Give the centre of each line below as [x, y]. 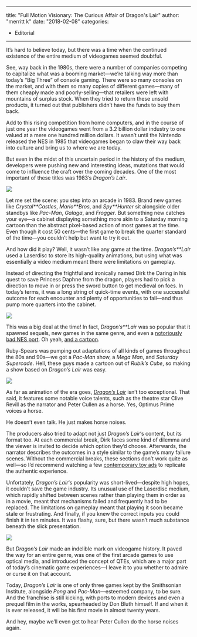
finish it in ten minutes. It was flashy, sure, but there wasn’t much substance [98, 520]
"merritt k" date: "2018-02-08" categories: [57, 21]
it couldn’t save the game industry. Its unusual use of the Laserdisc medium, [98, 489]
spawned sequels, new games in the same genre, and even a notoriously [94, 333]
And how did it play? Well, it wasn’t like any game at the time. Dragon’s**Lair [98, 249]
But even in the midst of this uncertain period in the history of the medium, [96, 159]
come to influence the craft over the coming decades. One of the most [91, 172]
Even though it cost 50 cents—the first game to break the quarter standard [96, 231]
